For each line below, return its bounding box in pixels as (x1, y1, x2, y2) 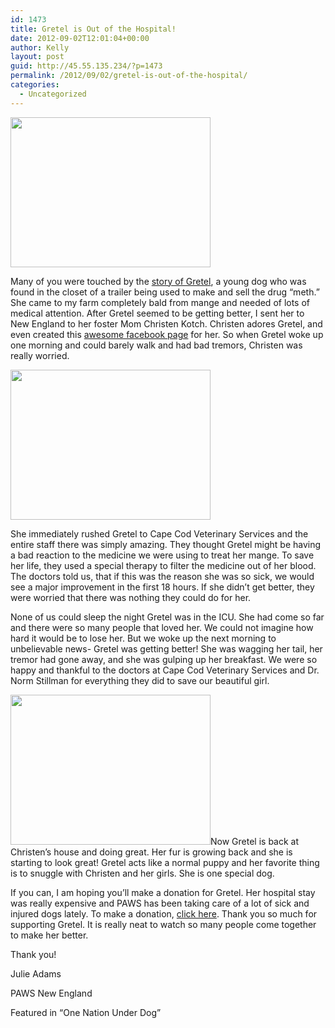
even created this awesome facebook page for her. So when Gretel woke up (10, 328, 324, 340)
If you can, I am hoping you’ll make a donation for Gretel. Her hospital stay (10, 886, 316, 898)
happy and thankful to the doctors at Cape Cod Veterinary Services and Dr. (10, 664, 320, 676)
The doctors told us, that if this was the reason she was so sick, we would (10, 570, 315, 582)
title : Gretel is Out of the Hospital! (10, 24, 177, 34)
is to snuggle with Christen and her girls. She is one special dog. (10, 867, 275, 879)
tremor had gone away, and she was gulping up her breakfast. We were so (10, 653, 318, 665)
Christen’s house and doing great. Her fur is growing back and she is (10, 846, 293, 858)
